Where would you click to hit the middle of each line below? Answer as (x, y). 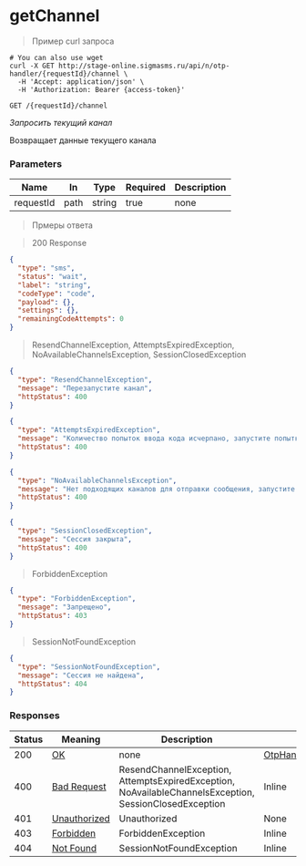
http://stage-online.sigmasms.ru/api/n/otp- (144, 66)
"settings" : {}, (48, 311)
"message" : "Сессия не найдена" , (81, 675)
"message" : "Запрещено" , (65, 607)
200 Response (59, 243)
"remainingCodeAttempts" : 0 (71, 319)
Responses (35, 716)
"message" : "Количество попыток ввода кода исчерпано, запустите (144, 438)
